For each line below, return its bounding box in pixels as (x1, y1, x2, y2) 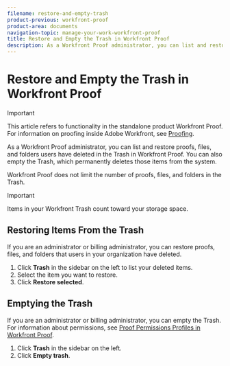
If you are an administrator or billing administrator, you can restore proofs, (7, 242, 216, 251)
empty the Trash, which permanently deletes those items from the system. (7, 157, 217, 165)
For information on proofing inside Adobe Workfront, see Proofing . (7, 129, 195, 137)
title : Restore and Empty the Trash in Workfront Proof (7, 36, 170, 43)
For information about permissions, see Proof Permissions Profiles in (7, 323, 201, 332)
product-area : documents (7, 23, 78, 30)
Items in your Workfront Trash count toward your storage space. (7, 204, 188, 213)
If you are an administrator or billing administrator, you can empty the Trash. (7, 316, 221, 324)
